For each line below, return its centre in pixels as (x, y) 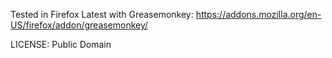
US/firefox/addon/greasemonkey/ (79, 25)
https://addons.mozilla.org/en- (258, 14)
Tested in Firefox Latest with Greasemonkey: (102, 14)
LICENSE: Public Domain (61, 44)
